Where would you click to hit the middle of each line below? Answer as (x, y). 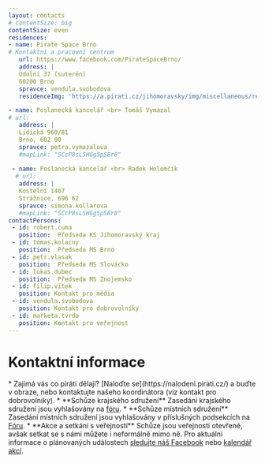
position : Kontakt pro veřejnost (73, 323)
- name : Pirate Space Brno (52, 45)
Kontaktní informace (77, 362)
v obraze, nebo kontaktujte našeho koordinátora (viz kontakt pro (112, 392)
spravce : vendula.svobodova (65, 89)
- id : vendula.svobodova (52, 301)
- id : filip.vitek (42, 286)
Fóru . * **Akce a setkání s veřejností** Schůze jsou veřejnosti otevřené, (125, 426)
